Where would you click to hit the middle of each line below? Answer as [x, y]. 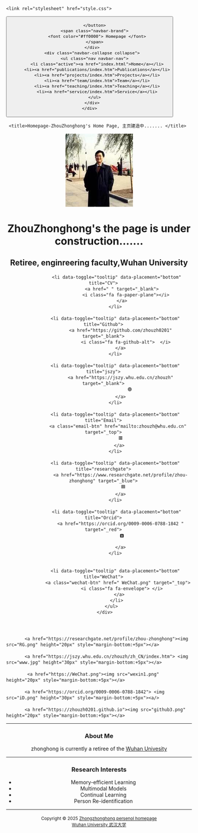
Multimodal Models [103, 789]
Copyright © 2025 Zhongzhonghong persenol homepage [99, 819]
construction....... [99, 241]
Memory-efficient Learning [103, 782]
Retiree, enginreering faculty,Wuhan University [99, 263]
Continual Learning [103, 795]
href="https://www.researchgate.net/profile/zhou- [124, 475]
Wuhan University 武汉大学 [99, 825]
